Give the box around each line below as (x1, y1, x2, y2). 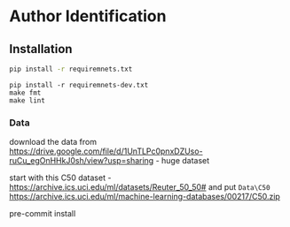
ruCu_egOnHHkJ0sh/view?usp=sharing (9, 155, 154, 166)
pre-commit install (9, 208, 76, 219)
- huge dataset (155, 155, 210, 166)
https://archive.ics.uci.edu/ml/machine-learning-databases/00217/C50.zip (9, 192, 281, 202)
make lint (9, 95, 46, 105)
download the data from (9, 137, 98, 148)
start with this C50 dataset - (9, 172, 112, 183)
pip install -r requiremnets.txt (9, 64, 133, 73)
